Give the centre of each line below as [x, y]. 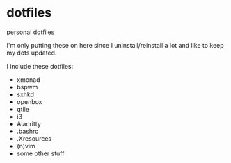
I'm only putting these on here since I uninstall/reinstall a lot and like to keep [115, 45]
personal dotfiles [31, 32]
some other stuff [40, 153]
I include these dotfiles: [40, 66]
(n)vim [26, 146]
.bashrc [27, 131]
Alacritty [29, 123]
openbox [29, 101]
